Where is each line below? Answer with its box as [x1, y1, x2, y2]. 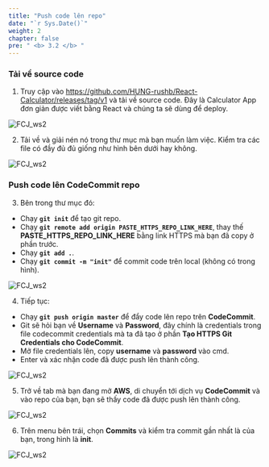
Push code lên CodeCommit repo [8, 179, 140, 190]
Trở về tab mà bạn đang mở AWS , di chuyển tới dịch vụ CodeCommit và [19, 386, 260, 395]
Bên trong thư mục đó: [19, 198, 95, 207]
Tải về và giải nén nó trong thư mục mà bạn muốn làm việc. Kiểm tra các [19, 135, 260, 145]
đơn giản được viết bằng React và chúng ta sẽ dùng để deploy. [19, 104, 229, 114]
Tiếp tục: [19, 296, 50, 306]
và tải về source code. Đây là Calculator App [108, 95, 257, 105]
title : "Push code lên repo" [8, 11, 106, 20]
